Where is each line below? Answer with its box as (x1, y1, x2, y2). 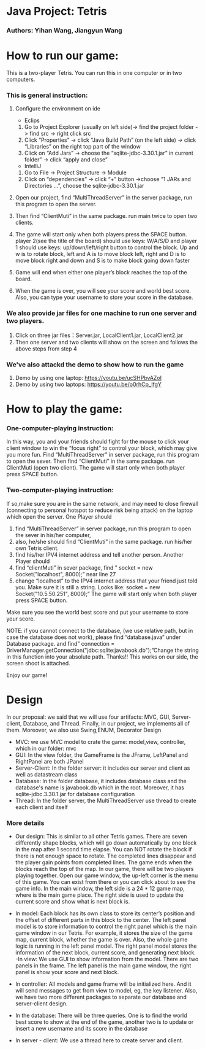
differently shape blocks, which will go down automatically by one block (15, 839, 197, 846)
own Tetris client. (15, 544, 59, 552)
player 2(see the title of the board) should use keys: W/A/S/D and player (15, 238, 198, 245)
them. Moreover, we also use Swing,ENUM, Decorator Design (6, 726, 162, 734)
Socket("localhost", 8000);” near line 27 (15, 570, 116, 578)
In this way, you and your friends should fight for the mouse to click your (6, 438, 190, 446)
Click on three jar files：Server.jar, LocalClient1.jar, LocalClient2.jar (15, 331, 184, 339)
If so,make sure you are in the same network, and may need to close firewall (6, 500, 199, 507)
